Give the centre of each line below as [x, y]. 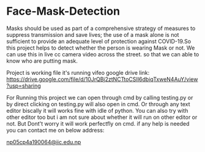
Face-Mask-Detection [63, 11]
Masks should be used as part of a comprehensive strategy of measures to [101, 28]
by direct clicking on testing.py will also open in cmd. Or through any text [99, 104]
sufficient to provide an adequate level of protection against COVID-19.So [99, 41]
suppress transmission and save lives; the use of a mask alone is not [93, 34]
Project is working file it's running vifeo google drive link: [78, 72]
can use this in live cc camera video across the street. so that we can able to [103, 54]
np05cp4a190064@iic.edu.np [44, 142]
